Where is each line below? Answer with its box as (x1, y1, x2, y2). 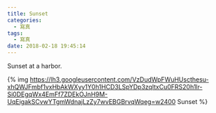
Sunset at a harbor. (7, 62, 62, 70)
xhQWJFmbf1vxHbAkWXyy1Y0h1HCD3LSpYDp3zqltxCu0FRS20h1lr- (7, 83, 203, 91)
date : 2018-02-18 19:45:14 (7, 43, 86, 50)
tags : (7, 29, 23, 37)
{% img (7, 75, 29, 84)
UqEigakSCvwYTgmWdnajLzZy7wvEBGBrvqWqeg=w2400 (7, 98, 176, 105)
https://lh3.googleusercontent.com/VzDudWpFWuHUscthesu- (29, 75, 209, 84)
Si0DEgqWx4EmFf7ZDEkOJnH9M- (7, 90, 108, 98)
